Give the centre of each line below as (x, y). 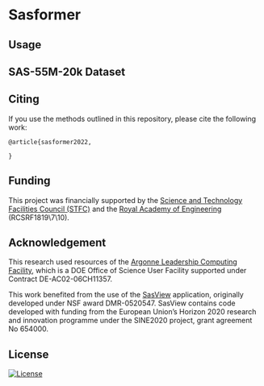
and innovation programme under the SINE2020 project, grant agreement (130, 321)
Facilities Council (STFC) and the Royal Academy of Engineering (115, 209)
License (29, 354)
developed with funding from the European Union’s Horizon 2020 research (132, 312)
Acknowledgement (57, 242)
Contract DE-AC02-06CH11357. (61, 279)
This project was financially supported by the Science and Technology (126, 200)
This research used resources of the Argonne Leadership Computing (123, 262)
